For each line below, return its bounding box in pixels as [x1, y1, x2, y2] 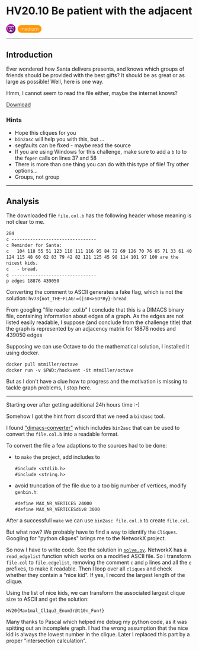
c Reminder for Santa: [6, 242, 62, 249]
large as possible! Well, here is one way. [6, 78, 104, 85]
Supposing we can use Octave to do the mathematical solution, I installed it [6, 343, 190, 350]
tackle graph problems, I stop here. [6, 384, 92, 391]
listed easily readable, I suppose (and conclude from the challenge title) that [6, 319, 192, 326]
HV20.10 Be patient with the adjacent [6, 4, 192, 18]
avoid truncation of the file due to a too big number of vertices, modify [14, 482, 187, 489]
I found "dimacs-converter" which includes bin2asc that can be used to [6, 424, 180, 432]
